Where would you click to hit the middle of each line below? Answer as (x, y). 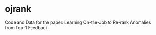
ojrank (18, 9)
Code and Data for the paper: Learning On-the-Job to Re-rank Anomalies (78, 22)
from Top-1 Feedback (26, 27)
